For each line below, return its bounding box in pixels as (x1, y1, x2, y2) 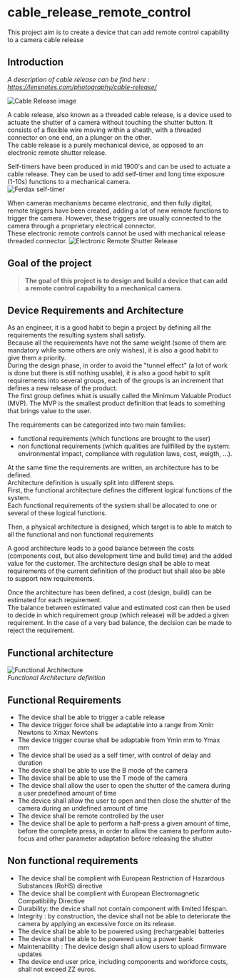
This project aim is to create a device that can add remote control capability (7, 28, 230, 36)
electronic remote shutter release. (7, 148, 107, 157)
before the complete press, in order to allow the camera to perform (17, 827, 215, 835)
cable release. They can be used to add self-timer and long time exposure (7, 169, 225, 178)
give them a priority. (7, 354, 66, 362)
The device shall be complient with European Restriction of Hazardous (17, 873, 225, 882)
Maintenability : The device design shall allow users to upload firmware (17, 942, 227, 950)
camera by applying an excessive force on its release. (17, 919, 176, 928)
